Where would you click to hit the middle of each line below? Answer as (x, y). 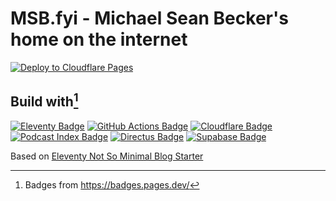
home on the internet (99, 39)
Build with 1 (44, 100)
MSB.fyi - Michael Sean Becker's (149, 18)
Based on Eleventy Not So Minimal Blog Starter (107, 156)
